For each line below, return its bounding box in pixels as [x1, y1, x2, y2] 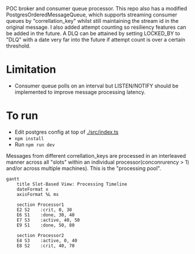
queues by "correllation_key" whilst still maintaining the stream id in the [6, 18, 179, 24]
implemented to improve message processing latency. [14, 88, 146, 96]
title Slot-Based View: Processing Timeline [16, 181, 127, 187]
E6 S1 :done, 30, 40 [16, 212, 75, 218]
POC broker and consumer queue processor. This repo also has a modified [6, 5, 187, 12]
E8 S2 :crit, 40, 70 [16, 243, 75, 249]
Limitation [6, 63, 56, 76]
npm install [14, 136, 44, 141]
